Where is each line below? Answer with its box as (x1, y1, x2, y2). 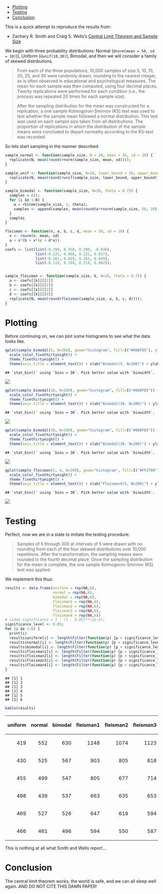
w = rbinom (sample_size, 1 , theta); (14, 202, 88, 207)
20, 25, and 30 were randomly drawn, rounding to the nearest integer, (16, 73, 157, 78)
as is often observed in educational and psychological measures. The (16, 78, 156, 84)
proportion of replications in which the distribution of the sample (16, 124, 146, 129)
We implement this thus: (5, 576, 53, 582)
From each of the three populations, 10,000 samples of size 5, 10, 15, (16, 68, 154, 73)
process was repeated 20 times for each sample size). (16, 93, 126, 99)
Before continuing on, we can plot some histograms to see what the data (5, 333, 150, 339)
